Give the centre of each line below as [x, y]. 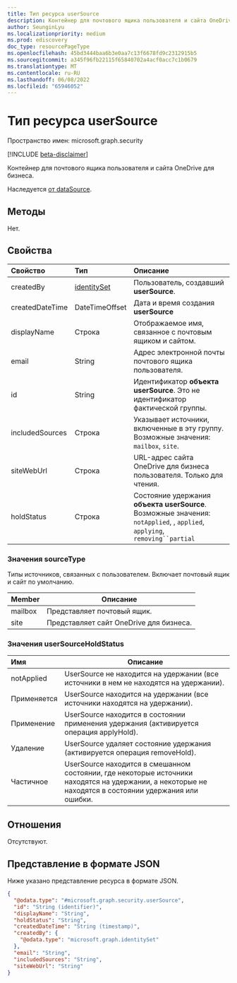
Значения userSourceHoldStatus [66, 644]
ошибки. [79, 799]
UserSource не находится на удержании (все [141, 674]
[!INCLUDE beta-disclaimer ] [48, 154]
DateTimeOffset [101, 307]
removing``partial [164, 538]
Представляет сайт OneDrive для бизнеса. [120, 623]
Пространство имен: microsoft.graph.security [75, 141]
